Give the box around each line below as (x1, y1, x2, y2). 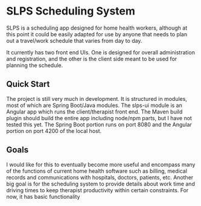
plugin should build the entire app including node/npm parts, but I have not (6, 114, 192, 121)
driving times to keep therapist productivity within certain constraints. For (6, 186, 189, 194)
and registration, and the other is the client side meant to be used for (6, 55, 177, 62)
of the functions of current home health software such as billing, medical (6, 167, 187, 175)
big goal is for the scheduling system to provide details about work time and (6, 180, 195, 187)
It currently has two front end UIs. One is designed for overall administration (6, 48, 195, 56)
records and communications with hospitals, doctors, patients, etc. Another (6, 173, 194, 181)
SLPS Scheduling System (6, 4, 136, 18)
